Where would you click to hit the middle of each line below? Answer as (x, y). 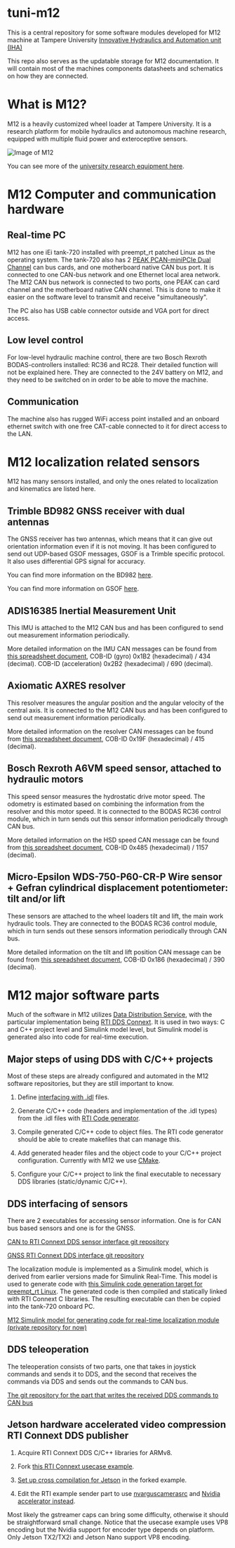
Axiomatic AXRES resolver (67, 686)
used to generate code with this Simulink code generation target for (105, 1284)
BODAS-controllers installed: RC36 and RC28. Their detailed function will (113, 364)
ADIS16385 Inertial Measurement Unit (92, 611)
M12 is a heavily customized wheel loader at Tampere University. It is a (109, 124)
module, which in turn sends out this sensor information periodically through (117, 819)
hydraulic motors (46, 780)
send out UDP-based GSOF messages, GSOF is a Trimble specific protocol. (116, 554)
